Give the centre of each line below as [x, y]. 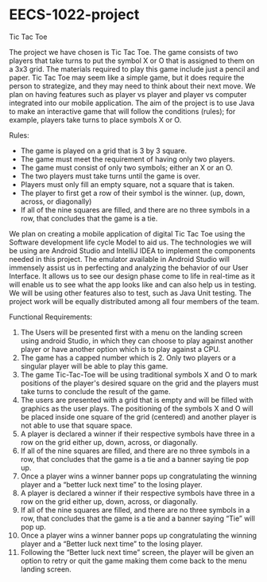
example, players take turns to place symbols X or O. [95, 119]
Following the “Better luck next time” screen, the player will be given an [137, 552]
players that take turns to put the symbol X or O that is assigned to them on [132, 61]
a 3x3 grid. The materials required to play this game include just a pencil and [134, 68]
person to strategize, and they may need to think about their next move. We [133, 86]
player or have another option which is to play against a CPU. [120, 349]
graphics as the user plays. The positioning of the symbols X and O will [137, 408]
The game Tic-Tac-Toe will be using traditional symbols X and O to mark [139, 374]
